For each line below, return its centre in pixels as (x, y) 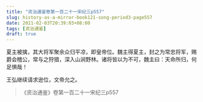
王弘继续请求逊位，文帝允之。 (43, 80)
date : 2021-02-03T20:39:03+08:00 (48, 23)
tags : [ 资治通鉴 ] (26, 28)
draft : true (21, 34)
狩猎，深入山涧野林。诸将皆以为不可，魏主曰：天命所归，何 (122, 59)
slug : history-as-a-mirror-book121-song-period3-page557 (79, 17)
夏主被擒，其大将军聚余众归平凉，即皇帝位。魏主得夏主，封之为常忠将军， (99, 52)
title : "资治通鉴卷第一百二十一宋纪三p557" (55, 12)
